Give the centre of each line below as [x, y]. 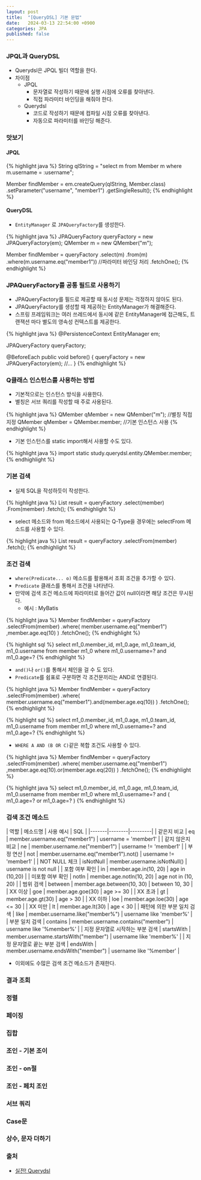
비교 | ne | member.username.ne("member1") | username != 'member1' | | [97, 847]
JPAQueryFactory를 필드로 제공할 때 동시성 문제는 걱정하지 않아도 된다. [99, 299]
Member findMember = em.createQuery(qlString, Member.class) [86, 184]
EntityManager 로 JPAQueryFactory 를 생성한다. [70, 224]
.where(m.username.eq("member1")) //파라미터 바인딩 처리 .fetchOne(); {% [97, 261]
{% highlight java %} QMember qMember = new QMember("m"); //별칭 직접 [99, 414]
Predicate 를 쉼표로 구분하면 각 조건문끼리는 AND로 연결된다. [86, 677]
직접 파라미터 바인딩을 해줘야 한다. [73, 99]
